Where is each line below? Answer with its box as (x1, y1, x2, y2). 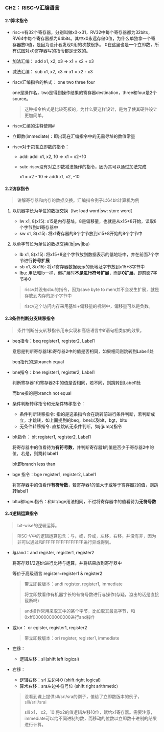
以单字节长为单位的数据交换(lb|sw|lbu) (12, 241, 90, 247)
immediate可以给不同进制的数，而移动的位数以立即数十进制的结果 (24, 715, 158, 721)
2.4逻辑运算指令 (5, 510, 38, 516)
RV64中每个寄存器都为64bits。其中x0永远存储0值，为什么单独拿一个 (12, 35, 151, 41)
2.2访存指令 (5, 186, 29, 191)
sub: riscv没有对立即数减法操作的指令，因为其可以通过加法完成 (19, 164, 147, 170)
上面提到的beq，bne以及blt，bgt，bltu (49, 417, 128, 423)
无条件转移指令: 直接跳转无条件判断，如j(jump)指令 (19, 423, 122, 429)
